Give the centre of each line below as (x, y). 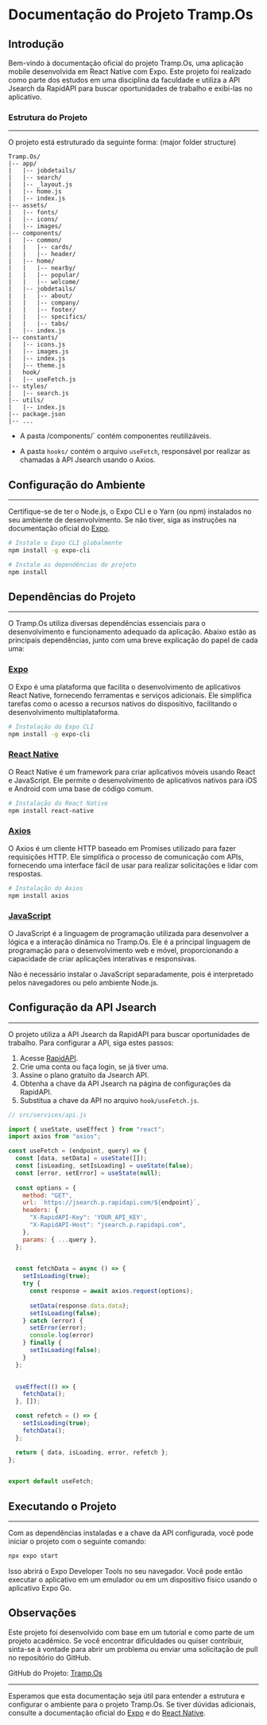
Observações (43, 1613)
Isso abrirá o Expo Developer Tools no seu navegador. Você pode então (126, 1571)
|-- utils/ (26, 400)
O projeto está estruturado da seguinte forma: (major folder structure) (122, 142)
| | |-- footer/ (43, 310)
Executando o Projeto (62, 1506)
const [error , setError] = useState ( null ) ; (88, 1173)
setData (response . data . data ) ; (79, 1306)
